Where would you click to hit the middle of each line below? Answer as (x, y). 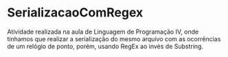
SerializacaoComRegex (75, 13)
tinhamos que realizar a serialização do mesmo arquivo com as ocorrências (114, 38)
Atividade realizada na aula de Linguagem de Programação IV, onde (103, 32)
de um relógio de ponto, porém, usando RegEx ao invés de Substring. (105, 46)
